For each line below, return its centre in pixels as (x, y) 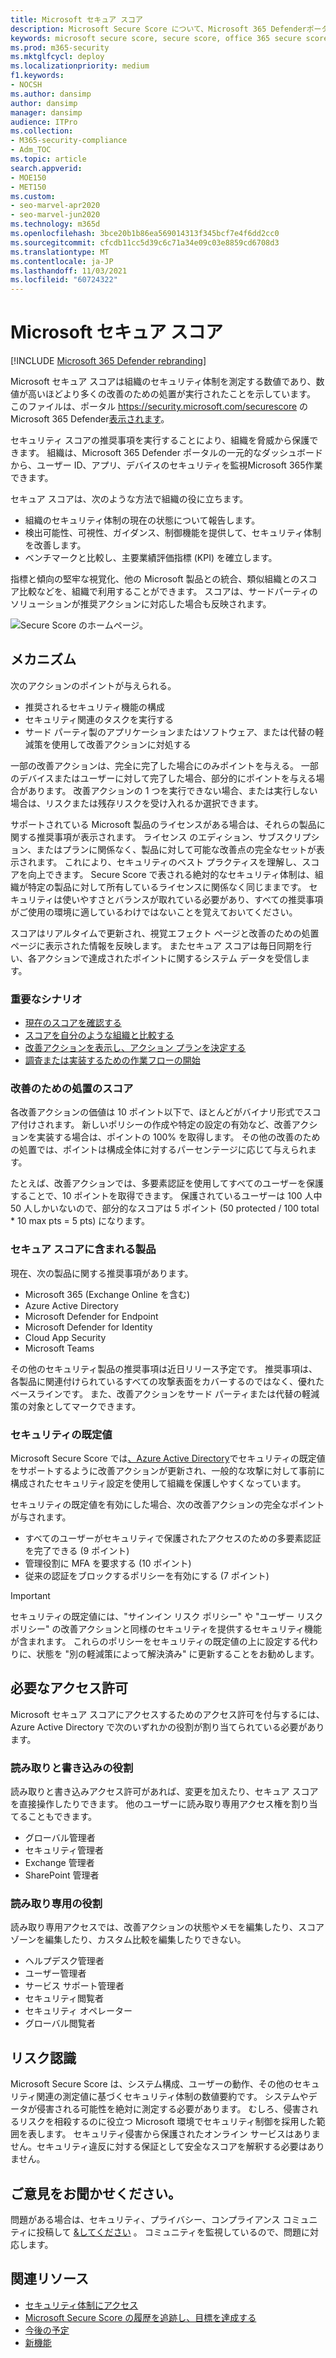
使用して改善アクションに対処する (121, 744)
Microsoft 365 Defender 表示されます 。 (90, 419)
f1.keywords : (37, 76)
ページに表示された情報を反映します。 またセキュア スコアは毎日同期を (156, 945)
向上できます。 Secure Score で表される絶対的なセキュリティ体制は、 (171, 874)
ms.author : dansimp (51, 94)
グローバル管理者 (60, 1838)
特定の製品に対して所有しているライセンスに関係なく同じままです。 (167, 887)
